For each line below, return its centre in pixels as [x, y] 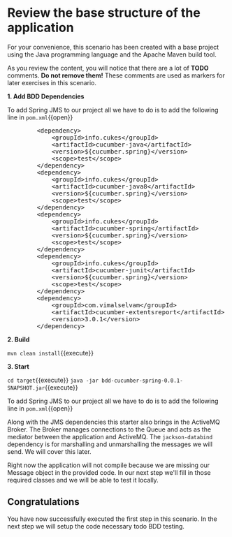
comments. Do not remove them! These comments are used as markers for [116, 75]
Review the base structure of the [104, 13]
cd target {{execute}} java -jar [53, 380]
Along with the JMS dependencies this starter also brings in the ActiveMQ [114, 422]
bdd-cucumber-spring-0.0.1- [142, 381]
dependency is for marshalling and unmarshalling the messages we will [110, 444]
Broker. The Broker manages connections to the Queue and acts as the [109, 429]
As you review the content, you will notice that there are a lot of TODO [108, 68]
